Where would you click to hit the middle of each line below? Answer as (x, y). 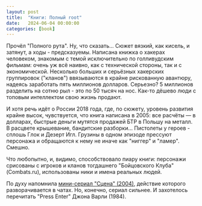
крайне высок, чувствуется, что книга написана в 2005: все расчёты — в (101, 115)
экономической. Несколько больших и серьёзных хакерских (85, 72)
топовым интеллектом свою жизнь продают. (64, 97)
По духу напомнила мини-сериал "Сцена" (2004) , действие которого (96, 184)
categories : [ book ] (31, 29)
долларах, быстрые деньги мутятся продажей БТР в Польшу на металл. (99, 122)
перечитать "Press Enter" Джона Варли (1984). (66, 196)
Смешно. (18, 147)
